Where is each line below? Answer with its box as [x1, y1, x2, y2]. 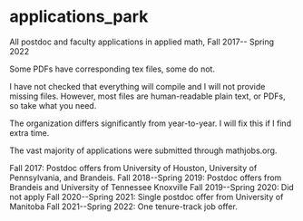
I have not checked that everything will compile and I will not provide [9, 81, 266, 91]
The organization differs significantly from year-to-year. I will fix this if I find [9, 118, 292, 129]
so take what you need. [9, 100, 97, 110]
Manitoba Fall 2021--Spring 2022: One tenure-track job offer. [9, 201, 238, 212]
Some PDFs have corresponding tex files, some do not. [9, 63, 216, 74]
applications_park [9, 6, 149, 27]
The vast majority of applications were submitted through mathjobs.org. [9, 145, 278, 156]
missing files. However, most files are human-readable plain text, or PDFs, [9, 91, 286, 101]
